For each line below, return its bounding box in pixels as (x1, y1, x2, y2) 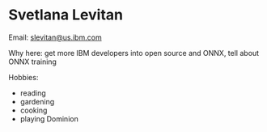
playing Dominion (19, 113, 78, 123)
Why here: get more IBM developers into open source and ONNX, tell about (8, 48, 260, 57)
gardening (19, 96, 55, 106)
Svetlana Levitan (8, 6, 124, 24)
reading (19, 87, 46, 98)
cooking (19, 105, 48, 115)
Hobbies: (8, 72, 39, 82)
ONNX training (8, 57, 57, 66)
